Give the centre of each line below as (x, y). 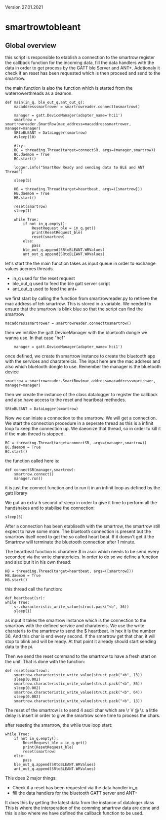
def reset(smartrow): (27, 671)
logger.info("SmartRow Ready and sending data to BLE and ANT (79, 168)
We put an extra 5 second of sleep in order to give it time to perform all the (81, 502)
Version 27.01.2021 (24, 7)
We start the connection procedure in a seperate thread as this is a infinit (79, 423)
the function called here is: (32, 461)
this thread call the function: (34, 589)
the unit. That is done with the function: (45, 662)
